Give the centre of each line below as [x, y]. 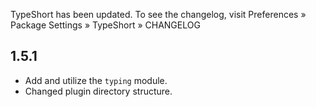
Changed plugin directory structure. [98, 91]
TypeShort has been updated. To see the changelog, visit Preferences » [158, 14]
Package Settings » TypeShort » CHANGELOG [105, 25]
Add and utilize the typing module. [96, 80]
